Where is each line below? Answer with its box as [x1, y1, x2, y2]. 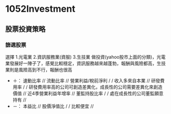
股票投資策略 [5, 25, 46, 33]
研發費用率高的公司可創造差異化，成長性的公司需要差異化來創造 [28, 84, 163, 90]
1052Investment [5, 3, 75, 15]
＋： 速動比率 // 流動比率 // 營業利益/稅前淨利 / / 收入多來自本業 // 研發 [12, 77, 160, 83]
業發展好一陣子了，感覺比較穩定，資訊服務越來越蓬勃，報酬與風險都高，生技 [5, 60, 166, 66]
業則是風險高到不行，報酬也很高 [5, 66, 72, 73]
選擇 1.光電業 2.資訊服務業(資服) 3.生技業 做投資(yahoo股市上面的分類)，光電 [5, 54, 166, 60]
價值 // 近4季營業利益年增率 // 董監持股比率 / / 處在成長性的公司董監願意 [12, 90, 164, 96]
